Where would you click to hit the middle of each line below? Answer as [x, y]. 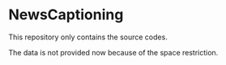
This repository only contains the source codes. [88, 37]
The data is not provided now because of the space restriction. [113, 52]
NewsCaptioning [66, 15]
